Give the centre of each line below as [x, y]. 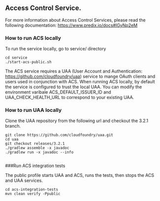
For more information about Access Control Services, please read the [76, 20]
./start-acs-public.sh [28, 62]
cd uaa [12, 139]
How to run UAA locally [33, 110]
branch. [13, 126]
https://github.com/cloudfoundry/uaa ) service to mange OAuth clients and [80, 76]
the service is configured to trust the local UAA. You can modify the [74, 87]
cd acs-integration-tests [32, 190]
